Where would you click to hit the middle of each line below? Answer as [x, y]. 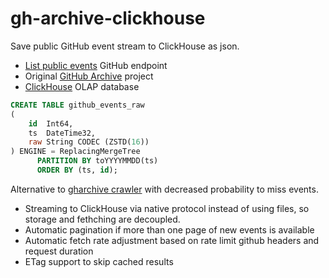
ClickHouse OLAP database [82, 86]
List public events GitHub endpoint [96, 65]
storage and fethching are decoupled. [102, 219]
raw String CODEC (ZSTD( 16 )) [89, 142]
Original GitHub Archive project [89, 76]
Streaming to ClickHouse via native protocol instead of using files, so [167, 208]
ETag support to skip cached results [99, 261]
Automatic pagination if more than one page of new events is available [169, 229]
